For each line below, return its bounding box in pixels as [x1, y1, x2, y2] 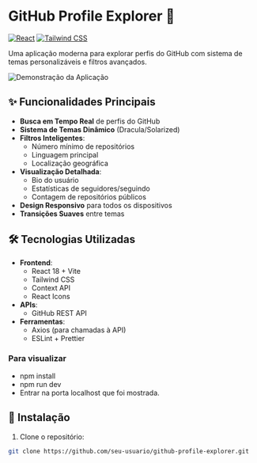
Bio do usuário [31, 175, 79, 184]
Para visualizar [8, 353, 67, 364]
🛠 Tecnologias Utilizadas [8, 233, 136, 246]
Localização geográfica [31, 158, 109, 168]
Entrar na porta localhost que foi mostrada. [19, 388, 160, 397]
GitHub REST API [31, 308, 87, 317]
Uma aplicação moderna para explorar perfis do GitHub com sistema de [8, 48, 243, 58]
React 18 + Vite [31, 266, 81, 275]
